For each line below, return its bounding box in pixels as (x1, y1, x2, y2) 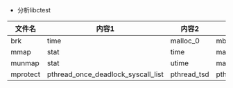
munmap (10, 58, 40, 67)
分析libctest (17, 6, 51, 14)
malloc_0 (170, 36, 200, 45)
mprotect (10, 69, 40, 79)
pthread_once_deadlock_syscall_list (46, 69, 164, 79)
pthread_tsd (170, 69, 209, 79)
